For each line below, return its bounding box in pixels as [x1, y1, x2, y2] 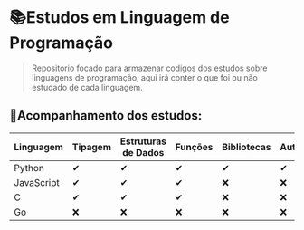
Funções [175, 140, 214, 153]
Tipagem [71, 140, 111, 153]
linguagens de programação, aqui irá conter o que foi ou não [31, 72, 258, 82]
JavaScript [14, 176, 61, 188]
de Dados [121, 146, 165, 158]
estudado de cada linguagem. [31, 81, 143, 92]
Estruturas [119, 135, 167, 148]
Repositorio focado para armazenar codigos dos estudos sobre [31, 62, 268, 73]
